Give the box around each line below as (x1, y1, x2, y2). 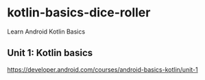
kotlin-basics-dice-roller (7, 5, 151, 21)
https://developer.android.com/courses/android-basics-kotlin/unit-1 (7, 65, 198, 73)
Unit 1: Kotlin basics (7, 47, 93, 59)
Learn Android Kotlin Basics (7, 27, 86, 36)
